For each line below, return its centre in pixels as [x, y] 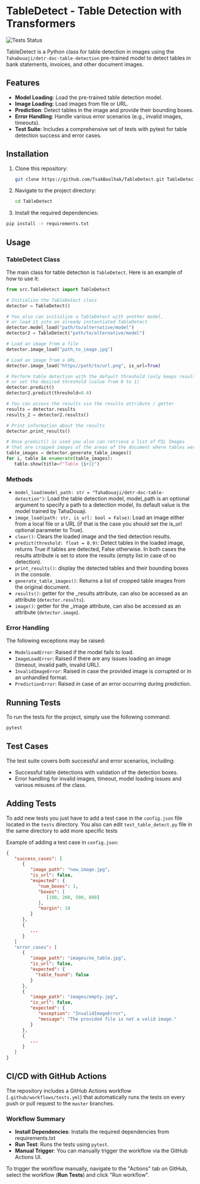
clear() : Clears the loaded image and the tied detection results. [93, 536]
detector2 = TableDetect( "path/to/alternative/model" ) [76, 333]
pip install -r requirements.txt [48, 224]
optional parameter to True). [49, 530]
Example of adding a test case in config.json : [62, 842]
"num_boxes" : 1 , [58, 886]
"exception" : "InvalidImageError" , [82, 1014]
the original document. [42, 587]
